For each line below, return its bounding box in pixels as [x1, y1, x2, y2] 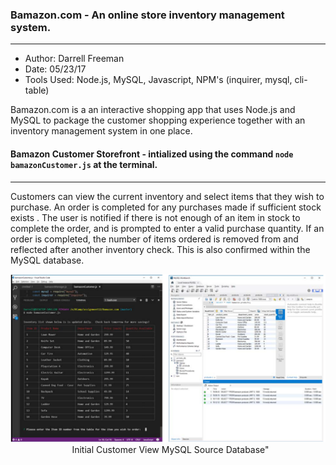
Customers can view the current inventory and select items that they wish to [10, 190, 325, 202]
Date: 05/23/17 [24, 63, 87, 75]
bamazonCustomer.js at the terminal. [10, 158, 158, 170]
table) [24, 84, 50, 97]
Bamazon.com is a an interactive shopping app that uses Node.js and [10, 104, 296, 116]
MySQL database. [10, 254, 85, 266]
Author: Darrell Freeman [24, 53, 125, 65]
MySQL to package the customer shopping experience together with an [10, 114, 306, 127]
